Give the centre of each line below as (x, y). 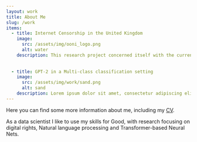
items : (14, 28)
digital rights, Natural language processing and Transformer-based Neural (96, 127)
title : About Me (26, 17)
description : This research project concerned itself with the (96, 55)
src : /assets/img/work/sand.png (61, 83)
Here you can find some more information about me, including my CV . (90, 110)
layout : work (22, 11)
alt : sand (33, 88)
